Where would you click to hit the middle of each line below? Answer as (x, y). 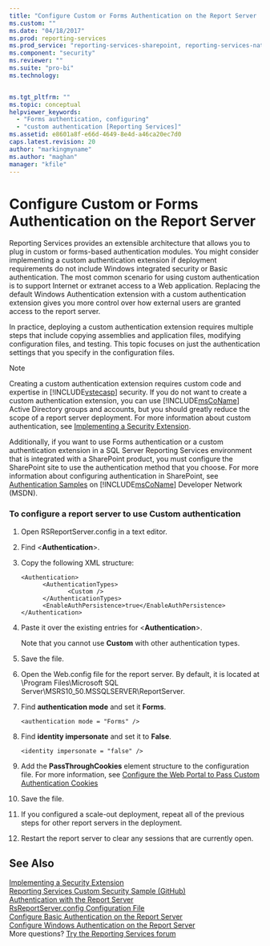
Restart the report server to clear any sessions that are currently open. (137, 838)
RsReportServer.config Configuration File (77, 908)
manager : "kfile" (38, 164)
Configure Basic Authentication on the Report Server (96, 917)
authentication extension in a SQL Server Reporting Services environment (131, 451)
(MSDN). (24, 493)
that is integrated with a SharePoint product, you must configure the (121, 459)
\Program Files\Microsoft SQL (70, 683)
